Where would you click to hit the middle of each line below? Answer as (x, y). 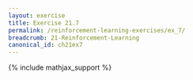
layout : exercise (37, 15)
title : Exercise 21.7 (44, 23)
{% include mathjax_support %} (60, 67)
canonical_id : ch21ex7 (45, 45)
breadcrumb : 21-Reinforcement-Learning (74, 38)
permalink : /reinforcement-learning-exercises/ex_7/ (97, 30)
